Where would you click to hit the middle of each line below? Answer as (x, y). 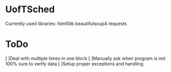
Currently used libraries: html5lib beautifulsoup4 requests (66, 23)
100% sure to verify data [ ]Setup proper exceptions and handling (74, 64)
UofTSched (30, 9)
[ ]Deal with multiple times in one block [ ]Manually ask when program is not (85, 58)
